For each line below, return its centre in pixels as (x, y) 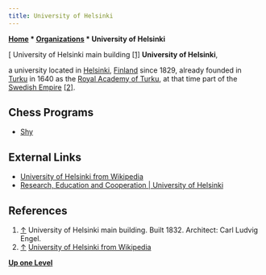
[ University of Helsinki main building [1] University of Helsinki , (113, 54)
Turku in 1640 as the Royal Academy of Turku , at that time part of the (123, 78)
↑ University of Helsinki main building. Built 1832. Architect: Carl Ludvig (139, 230)
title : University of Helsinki (61, 16)
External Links (45, 157)
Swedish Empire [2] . (42, 87)
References (38, 210)
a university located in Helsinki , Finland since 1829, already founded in (125, 70)
